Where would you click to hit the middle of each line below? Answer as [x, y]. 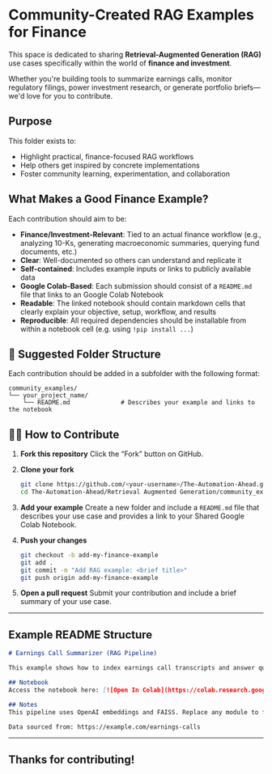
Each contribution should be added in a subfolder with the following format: [134, 374]
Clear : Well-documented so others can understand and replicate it [131, 260]
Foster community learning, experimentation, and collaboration [125, 173]
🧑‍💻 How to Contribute [64, 434]
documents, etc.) [49, 252]
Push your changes [53, 540]
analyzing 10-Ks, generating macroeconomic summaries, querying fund [140, 243]
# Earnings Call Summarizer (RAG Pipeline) [83, 653]
